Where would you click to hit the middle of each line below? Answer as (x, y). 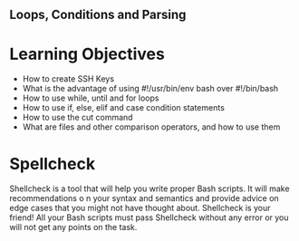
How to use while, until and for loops (91, 98)
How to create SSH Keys (68, 79)
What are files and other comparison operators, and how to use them (151, 127)
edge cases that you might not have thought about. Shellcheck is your (140, 208)
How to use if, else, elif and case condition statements (123, 108)
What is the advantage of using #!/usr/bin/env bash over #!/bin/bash (150, 89)
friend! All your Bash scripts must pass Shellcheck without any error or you (149, 217)
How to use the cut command (77, 118)
